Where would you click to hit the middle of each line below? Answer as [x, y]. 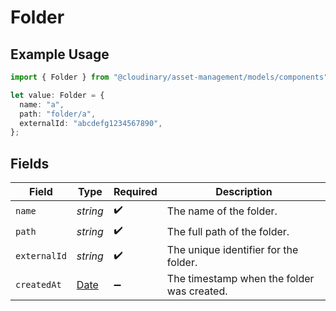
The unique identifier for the [232, 250]
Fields [30, 163]
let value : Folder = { [57, 95]
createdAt [38, 285]
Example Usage [60, 54]
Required [135, 192]
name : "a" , [42, 104]
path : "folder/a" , [58, 114]
